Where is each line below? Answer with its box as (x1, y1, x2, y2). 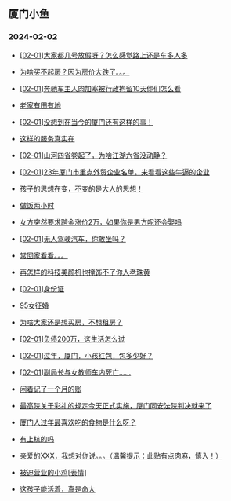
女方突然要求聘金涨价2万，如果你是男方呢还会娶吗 (19, 217, 182, 226)
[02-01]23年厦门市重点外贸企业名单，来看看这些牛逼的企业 (19, 167, 210, 177)
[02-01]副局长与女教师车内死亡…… (19, 368, 132, 377)
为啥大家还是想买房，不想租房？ (19, 317, 123, 327)
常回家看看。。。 (19, 251, 68, 260)
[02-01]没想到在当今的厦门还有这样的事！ (19, 117, 154, 126)
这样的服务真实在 (19, 133, 75, 143)
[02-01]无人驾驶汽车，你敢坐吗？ (19, 234, 127, 243)
